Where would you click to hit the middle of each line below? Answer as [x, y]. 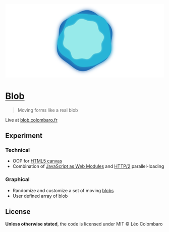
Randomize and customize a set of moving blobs [63, 190]
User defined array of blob [40, 196]
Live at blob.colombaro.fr [32, 120]
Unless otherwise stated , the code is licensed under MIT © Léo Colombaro [84, 224]
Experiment [24, 136]
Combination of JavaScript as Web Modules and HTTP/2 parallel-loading [88, 166]
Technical [18, 150]
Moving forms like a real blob [48, 110]
